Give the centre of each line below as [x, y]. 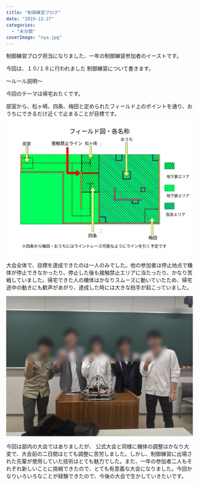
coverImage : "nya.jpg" [34, 38]
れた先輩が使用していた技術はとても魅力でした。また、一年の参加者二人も [97, 461]
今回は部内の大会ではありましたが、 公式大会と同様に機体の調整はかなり [95, 446]
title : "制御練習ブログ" [33, 12]
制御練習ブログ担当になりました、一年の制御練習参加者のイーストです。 [94, 56]
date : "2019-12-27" [30, 19]
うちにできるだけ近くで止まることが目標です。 [62, 114]
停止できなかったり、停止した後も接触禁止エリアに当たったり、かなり [102, 272]
